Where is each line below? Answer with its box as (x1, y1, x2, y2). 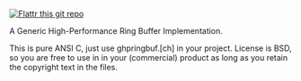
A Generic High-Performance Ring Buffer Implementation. (9, 26, 223, 36)
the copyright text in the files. (9, 62, 119, 72)
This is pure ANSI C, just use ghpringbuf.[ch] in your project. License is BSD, (9, 43, 292, 53)
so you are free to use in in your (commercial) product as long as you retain (9, 53, 288, 62)
